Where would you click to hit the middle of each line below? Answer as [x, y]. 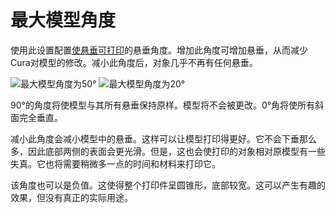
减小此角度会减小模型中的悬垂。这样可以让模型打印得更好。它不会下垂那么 [163, 138]
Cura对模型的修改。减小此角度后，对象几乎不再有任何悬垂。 [134, 62]
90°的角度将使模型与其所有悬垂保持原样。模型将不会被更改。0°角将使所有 [163, 105]
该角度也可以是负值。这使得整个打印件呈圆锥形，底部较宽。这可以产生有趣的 [168, 185]
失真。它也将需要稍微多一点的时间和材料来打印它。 [115, 163]
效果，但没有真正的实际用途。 [71, 197]
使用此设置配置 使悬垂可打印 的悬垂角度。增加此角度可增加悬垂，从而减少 [159, 50]
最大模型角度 [63, 20]
